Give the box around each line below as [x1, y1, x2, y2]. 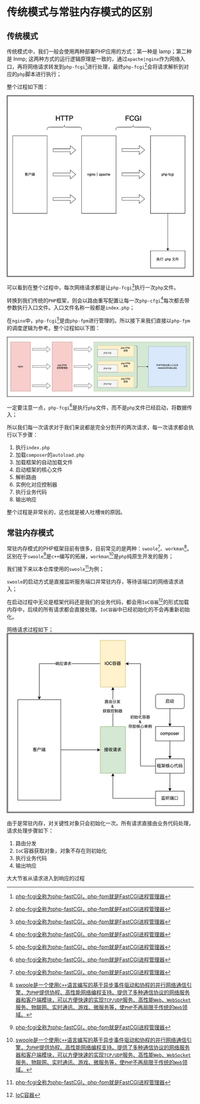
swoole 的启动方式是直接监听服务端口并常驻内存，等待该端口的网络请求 [7, 578, 179, 585]
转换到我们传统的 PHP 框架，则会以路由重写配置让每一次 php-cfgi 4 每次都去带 [7, 296, 190, 304]
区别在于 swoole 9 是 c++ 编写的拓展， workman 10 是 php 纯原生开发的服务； [7, 551, 174, 560]
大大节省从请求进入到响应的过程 [7, 875, 85, 882]
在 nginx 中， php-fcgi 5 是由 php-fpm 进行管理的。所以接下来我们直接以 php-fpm [7, 316, 191, 324]
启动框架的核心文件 [15, 466, 63, 473]
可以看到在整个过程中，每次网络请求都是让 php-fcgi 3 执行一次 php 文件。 [7, 283, 179, 291]
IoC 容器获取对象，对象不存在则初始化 [15, 847, 107, 854]
